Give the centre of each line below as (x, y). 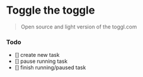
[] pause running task (41, 61)
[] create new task (37, 55)
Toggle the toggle (51, 10)
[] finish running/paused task (50, 68)
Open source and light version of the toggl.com (79, 27)
